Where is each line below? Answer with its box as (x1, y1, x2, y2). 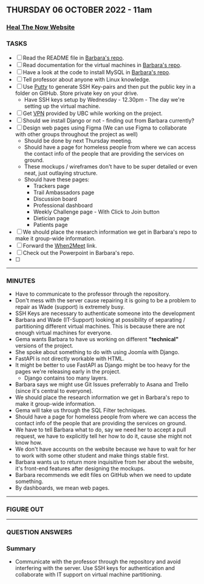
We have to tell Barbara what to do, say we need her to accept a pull (15, 426, 186, 433)
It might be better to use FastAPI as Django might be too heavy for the (15, 361, 190, 369)
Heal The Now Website (6, 23, 75, 32)
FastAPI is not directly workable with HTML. (15, 355, 125, 362)
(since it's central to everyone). (15, 387, 93, 394)
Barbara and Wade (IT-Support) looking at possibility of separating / (15, 316, 185, 323)
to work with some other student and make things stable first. (15, 451, 169, 459)
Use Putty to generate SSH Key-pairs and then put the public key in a (22, 83, 196, 90)
